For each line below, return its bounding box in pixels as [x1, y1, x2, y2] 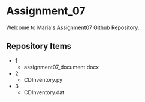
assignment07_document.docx [23, 63, 99, 70]
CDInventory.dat [23, 88, 65, 96]
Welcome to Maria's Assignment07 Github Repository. [6, 24, 140, 31]
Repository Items [6, 41, 72, 51]
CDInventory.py [23, 76, 63, 83]
